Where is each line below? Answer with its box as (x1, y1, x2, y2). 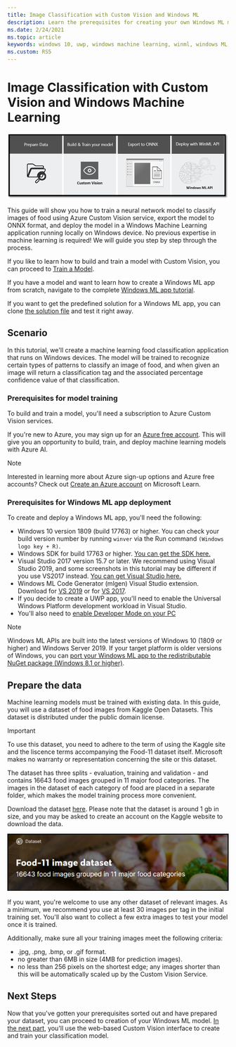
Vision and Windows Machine (7, 95, 185, 110)
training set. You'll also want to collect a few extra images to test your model (7, 913, 228, 921)
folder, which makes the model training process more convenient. (7, 791, 197, 799)
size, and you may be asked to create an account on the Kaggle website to (7, 812, 223, 821)
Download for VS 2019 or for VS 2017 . (17, 587, 126, 596)
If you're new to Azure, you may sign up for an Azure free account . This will (7, 430, 226, 439)
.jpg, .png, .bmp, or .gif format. (17, 947, 107, 956)
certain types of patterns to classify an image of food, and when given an (7, 361, 220, 369)
